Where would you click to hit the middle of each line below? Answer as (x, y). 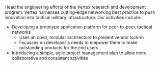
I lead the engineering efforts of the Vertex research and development (75, 7)
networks (21, 32)
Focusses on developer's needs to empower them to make (78, 43)
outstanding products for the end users (59, 48)
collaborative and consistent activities (50, 58)
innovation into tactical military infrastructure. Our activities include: (73, 17)
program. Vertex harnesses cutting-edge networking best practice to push (80, 12)
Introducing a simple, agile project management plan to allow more (79, 53)
